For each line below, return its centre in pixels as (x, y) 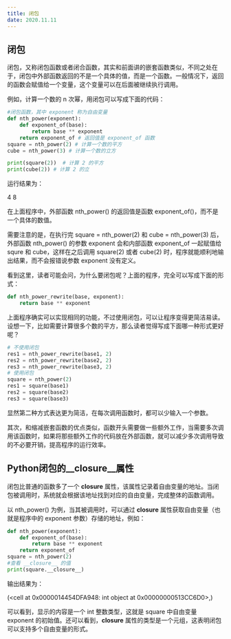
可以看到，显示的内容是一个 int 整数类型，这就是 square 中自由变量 (102, 611)
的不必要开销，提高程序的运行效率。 (58, 444)
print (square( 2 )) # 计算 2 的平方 (56, 163)
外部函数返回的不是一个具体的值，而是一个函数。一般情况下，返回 (130, 76)
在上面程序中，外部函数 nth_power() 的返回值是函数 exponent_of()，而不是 (113, 211)
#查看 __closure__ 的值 (39, 563)
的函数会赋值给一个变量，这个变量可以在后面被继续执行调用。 (95, 85)
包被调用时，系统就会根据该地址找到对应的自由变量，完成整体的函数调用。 (112, 495)
